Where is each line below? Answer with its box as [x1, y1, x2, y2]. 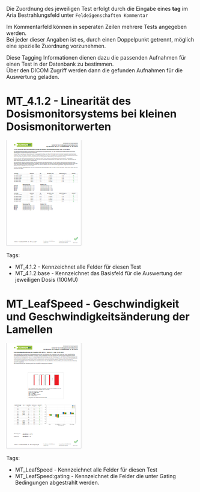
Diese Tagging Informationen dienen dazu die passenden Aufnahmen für [6, 54, 187, 61]
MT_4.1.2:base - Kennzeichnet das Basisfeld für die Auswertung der [14, 269, 183, 276]
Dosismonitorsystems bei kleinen [6, 107, 177, 121]
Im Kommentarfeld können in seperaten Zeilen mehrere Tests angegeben [6, 23, 187, 30]
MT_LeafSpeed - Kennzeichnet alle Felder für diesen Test [14, 466, 158, 473]
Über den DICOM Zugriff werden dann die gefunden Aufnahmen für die [6, 67, 183, 74]
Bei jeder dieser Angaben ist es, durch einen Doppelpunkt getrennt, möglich [6, 36, 194, 43]
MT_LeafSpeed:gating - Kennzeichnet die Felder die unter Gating [14, 472, 176, 479]
